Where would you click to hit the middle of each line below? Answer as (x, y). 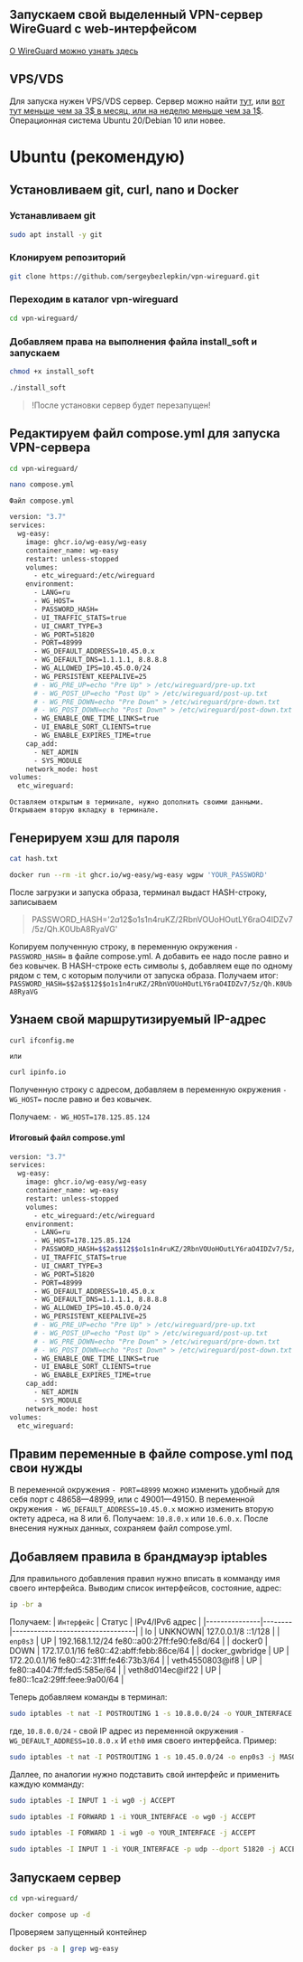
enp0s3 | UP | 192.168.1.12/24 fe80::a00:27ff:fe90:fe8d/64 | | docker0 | (138, 1641)
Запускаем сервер (65, 1877)
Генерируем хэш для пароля (95, 838)
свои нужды (46, 1468)
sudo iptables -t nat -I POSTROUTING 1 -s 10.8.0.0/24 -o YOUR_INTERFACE (151, 1713)
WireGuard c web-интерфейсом (103, 29)
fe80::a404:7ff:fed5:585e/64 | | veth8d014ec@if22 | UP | (115, 1670)
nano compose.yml (42, 485)
